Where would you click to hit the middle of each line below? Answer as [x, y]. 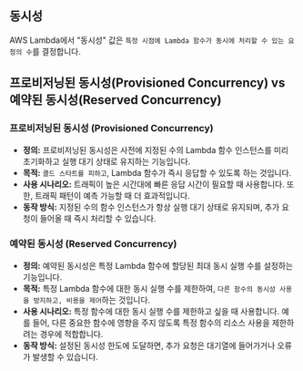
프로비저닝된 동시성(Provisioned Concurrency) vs [147, 83]
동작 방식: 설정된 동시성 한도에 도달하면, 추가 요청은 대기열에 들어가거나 [149, 345]
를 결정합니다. [56, 51]
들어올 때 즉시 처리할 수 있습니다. [98, 218]
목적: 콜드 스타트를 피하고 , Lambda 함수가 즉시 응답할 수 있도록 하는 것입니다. [157, 172]
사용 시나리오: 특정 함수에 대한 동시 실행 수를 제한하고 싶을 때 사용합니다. [151, 311]
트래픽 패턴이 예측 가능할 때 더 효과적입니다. [113, 195]
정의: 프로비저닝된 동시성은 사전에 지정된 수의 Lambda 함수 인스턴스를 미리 [156, 149]
